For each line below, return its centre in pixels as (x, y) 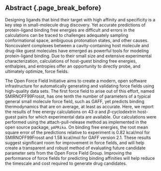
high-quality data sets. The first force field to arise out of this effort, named (80, 91)
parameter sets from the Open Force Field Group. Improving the (68, 153)
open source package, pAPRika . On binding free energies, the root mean (77, 127)
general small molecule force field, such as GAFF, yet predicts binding (75, 101)
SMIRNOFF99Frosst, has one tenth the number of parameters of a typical (78, 96)
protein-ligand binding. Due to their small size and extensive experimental (78, 56)
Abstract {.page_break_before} (53, 8)
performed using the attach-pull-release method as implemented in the (76, 122)
